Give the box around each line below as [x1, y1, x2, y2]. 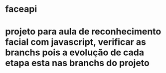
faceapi [5, 3, 37, 15]
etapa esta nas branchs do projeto [5, 58, 150, 69]
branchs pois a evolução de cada [5, 47, 145, 58]
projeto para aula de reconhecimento [5, 26, 162, 37]
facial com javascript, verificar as [5, 36, 146, 48]
